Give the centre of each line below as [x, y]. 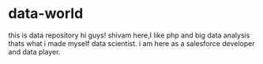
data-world [46, 14]
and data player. [34, 52]
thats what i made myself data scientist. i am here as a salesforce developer [131, 43]
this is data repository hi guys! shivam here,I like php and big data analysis [129, 35]
